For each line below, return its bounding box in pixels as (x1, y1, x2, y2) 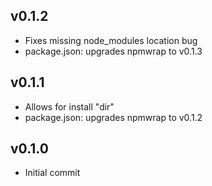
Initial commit (24, 167, 81, 179)
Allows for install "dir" (24, 100, 115, 113)
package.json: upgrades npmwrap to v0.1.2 (24, 111, 203, 123)
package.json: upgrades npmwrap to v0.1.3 (24, 45, 203, 57)
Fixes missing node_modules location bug (24, 34, 198, 46)
